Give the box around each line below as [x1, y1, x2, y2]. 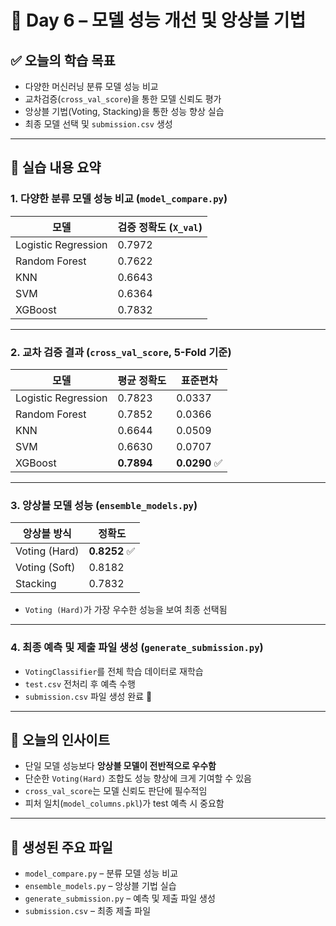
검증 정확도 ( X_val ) [117, 220, 203, 234]
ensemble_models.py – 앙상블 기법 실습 [24, 880, 177, 892]
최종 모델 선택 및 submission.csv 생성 [24, 118, 173, 130]
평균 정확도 [117, 373, 167, 387]
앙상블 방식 [22, 527, 72, 541]
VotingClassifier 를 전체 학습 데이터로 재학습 [24, 665, 204, 677]
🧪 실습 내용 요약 [10, 159, 102, 176]
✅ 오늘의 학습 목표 [10, 52, 116, 69]
